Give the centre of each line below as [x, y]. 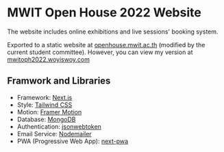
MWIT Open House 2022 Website [104, 13]
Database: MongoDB [46, 119]
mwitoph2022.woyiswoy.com [49, 59]
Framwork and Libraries [59, 81]
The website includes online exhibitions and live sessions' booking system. [113, 31]
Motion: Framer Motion [49, 112]
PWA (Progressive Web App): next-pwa [73, 141]
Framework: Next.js [45, 97]
